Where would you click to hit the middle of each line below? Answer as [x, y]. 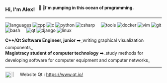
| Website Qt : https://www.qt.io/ [48, 74]
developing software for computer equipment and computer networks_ [78, 60]
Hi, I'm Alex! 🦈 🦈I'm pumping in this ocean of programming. [70, 9]
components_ [19, 47]
